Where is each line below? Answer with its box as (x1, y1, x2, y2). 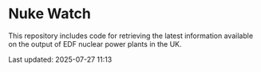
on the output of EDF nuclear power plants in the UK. (8, 39, 182, 48)
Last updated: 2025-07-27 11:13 (8, 55, 113, 64)
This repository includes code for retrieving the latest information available (8, 31, 254, 40)
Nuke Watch (8, 5, 92, 23)
